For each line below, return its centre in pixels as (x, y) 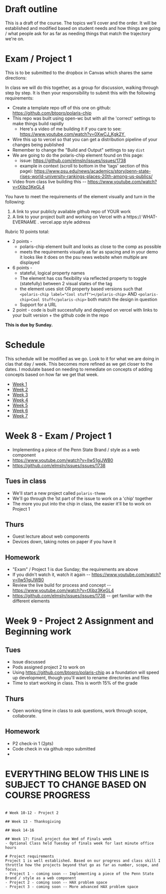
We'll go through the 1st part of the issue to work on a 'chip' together (83, 498)
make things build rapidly (38, 123)
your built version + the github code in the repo (60, 315)
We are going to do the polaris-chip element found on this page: (78, 155)
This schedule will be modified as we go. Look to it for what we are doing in (82, 358)
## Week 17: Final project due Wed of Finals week (58, 839)
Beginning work (38, 632)
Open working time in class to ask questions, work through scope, (80, 711)
